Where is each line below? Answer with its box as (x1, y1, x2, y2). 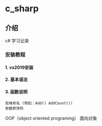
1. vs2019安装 (5, 64, 34, 70)
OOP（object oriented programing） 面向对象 (5, 115, 98, 121)
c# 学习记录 (5, 38, 29, 43)
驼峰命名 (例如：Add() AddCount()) (5, 101, 73, 106)
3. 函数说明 (5, 89, 28, 94)
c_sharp (5, 3, 39, 14)
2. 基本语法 (5, 77, 28, 83)
